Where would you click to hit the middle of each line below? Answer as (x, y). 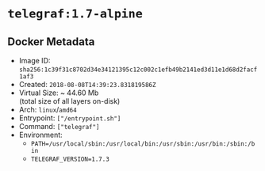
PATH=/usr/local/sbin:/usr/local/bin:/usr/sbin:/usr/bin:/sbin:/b (143, 144)
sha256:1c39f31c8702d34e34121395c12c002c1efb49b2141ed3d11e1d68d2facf (138, 70)
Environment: (40, 135)
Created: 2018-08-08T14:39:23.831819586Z (87, 84)
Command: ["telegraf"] (59, 126)
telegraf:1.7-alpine (75, 14)
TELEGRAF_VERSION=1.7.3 (70, 159)
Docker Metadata (51, 42)
